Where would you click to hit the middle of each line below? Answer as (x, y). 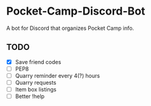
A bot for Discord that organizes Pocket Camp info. (70, 28)
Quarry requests (36, 82)
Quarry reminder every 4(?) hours (58, 76)
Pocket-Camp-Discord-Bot (76, 11)
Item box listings (36, 89)
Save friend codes (38, 62)
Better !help (30, 96)
